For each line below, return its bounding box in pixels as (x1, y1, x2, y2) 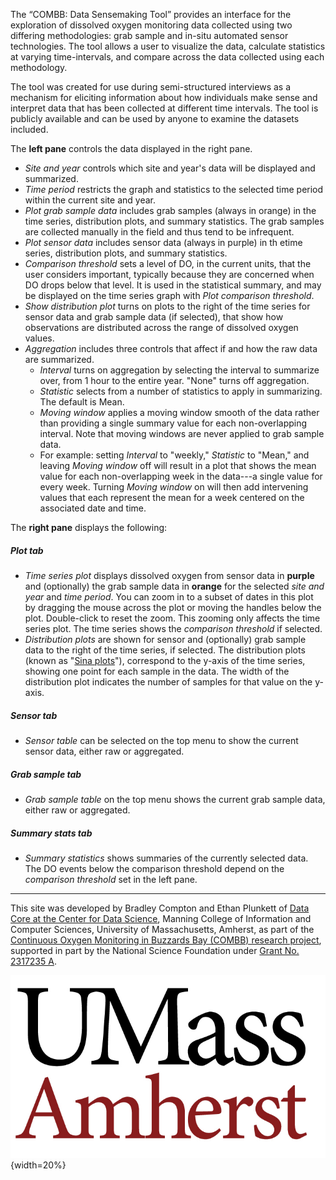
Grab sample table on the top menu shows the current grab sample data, (24, 793, 326, 805)
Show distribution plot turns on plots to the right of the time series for (24, 300, 311, 312)
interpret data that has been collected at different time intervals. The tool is (10, 102, 319, 114)
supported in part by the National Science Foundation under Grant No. (10, 944, 300, 956)
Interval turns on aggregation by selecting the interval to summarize (39, 364, 320, 376)
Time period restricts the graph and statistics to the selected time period (24, 184, 324, 195)
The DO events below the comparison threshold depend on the (24, 862, 285, 874)
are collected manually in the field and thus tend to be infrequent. (24, 226, 295, 238)
